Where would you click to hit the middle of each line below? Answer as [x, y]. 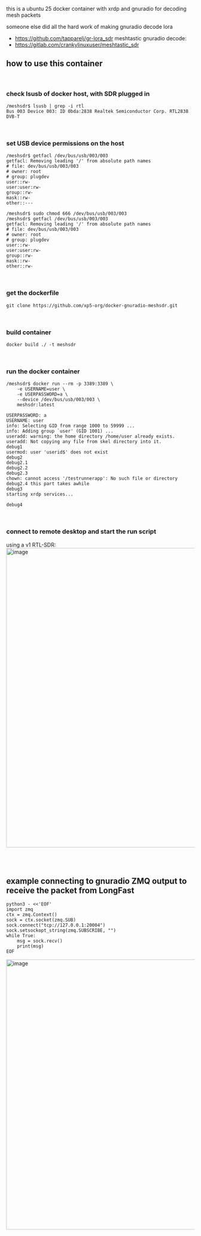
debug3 [14, 489]
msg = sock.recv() [40, 941]
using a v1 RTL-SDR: [31, 545]
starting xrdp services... [40, 494]
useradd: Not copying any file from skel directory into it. [84, 442]
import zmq [20, 910]
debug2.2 [17, 468]
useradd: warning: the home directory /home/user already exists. [91, 436]
